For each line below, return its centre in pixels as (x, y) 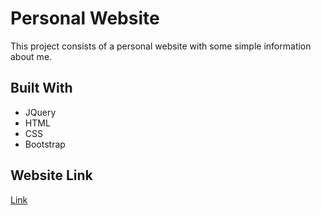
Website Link (51, 175)
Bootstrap (45, 144)
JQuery (40, 112)
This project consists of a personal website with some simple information (161, 46)
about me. (31, 56)
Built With (41, 88)
